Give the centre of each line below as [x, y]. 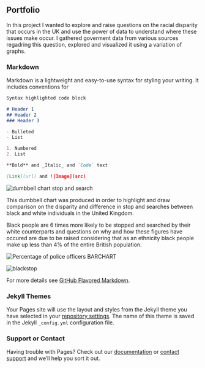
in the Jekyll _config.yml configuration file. [60, 323]
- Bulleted [20, 131]
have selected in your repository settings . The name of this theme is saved [100, 316]
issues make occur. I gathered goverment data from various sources [92, 38]
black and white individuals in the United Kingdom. [70, 213]
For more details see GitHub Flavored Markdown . [68, 280]
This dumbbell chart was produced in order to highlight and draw [88, 200]
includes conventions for [38, 87]
